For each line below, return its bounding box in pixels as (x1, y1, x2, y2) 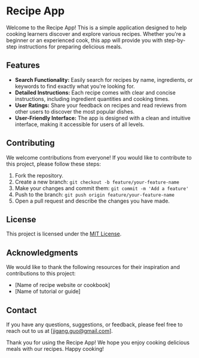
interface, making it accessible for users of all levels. (14, 121, 145, 128)
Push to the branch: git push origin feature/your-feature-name (14, 191, 175, 198)
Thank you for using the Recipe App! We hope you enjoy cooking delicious (6, 339, 190, 346)
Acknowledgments (6, 247, 79, 258)
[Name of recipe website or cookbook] (14, 281, 111, 289)
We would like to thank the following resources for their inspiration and (6, 264, 180, 271)
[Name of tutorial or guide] (14, 288, 81, 295)
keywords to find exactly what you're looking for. (14, 82, 136, 90)
